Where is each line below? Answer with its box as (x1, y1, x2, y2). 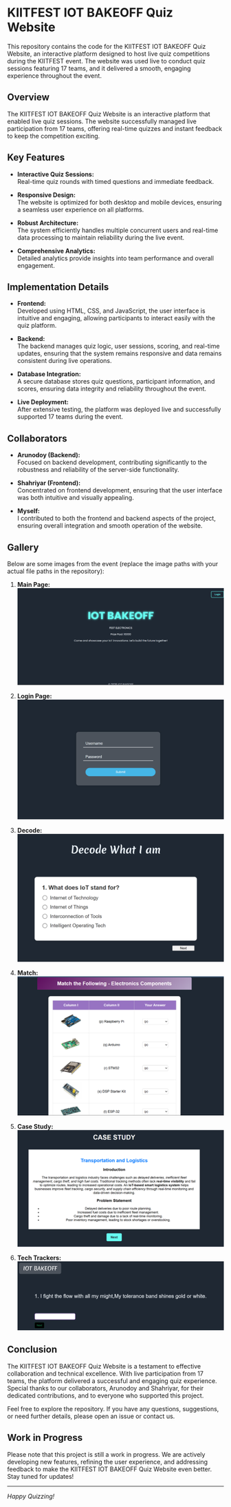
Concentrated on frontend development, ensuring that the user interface (16, 486, 223, 495)
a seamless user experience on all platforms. (16, 205, 144, 214)
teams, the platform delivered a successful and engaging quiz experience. (7, 1376, 218, 1385)
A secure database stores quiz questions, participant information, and (16, 377, 215, 386)
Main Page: (16, 581, 50, 588)
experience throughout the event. (7, 71, 102, 80)
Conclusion (7, 1344, 58, 1355)
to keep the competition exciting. (7, 132, 100, 140)
